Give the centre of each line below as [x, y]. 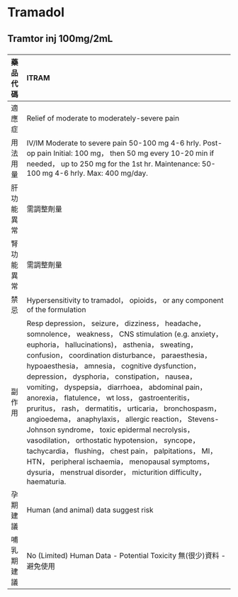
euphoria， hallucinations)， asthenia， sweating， [112, 345]
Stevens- [203, 419]
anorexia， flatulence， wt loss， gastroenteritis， [110, 398]
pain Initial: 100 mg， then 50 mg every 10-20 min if [126, 153]
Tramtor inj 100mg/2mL [60, 39]
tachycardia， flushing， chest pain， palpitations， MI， [122, 451]
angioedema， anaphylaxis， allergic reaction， [106, 419]
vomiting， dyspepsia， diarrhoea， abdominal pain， [117, 387]
